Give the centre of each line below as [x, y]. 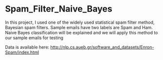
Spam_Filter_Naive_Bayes [59, 9]
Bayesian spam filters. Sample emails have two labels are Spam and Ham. [79, 27]
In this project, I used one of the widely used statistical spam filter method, [80, 22]
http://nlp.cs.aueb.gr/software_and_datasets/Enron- [102, 47]
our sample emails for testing [34, 38]
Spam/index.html [22, 52]
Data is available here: [27, 47]
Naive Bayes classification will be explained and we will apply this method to [81, 32]
